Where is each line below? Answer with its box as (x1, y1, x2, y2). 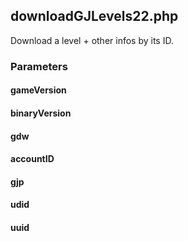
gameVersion (10, 84, 67, 96)
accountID (10, 153, 55, 165)
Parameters (10, 59, 68, 73)
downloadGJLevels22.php (10, 8, 179, 25)
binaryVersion (10, 107, 72, 119)
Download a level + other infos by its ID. (10, 34, 174, 46)
